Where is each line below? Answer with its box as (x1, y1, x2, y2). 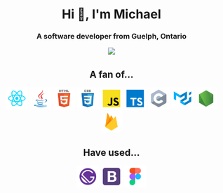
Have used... (83, 147, 140, 159)
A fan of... (89, 68, 134, 80)
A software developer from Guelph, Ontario (36, 32, 187, 41)
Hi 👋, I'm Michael (61, 6, 162, 22)
